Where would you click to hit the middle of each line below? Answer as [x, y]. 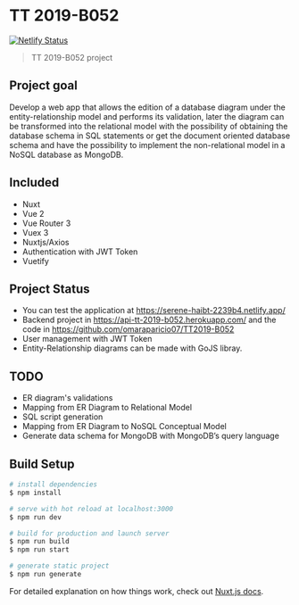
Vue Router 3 [46, 223]
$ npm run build [39, 542]
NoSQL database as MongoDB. [66, 154]
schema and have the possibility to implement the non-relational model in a [147, 145]
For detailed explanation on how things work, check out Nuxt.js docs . [137, 591]
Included [34, 182]
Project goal [43, 86]
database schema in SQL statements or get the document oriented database [150, 136]
